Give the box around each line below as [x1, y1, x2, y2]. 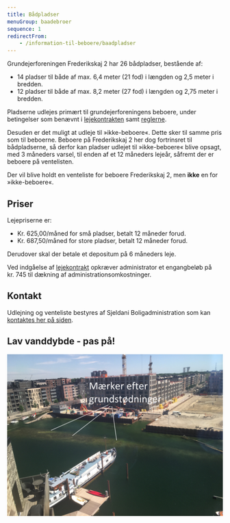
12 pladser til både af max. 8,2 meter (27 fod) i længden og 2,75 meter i [16, 88, 218, 96]
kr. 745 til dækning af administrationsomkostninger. [7, 270, 152, 279]
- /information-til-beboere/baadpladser [19, 40, 136, 47]
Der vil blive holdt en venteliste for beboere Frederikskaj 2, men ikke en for [7, 171, 218, 179]
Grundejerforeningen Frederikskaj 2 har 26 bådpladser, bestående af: [7, 60, 203, 68]
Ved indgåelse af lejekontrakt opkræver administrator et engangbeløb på [7, 263, 212, 271]
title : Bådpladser [7, 11, 60, 18]
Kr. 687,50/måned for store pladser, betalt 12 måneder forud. [16, 236, 188, 244]
